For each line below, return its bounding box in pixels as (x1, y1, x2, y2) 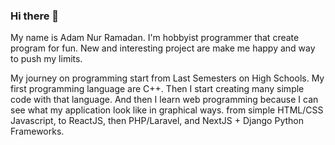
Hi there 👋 (10, 9, 60, 23)
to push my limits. (10, 53, 83, 65)
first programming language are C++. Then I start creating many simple (10, 83, 305, 95)
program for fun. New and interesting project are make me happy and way (10, 42, 316, 54)
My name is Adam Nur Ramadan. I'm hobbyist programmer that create (10, 32, 300, 44)
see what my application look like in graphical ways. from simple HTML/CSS (10, 104, 324, 116)
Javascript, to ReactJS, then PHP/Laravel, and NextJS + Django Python (10, 115, 304, 127)
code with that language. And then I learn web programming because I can (10, 94, 319, 106)
